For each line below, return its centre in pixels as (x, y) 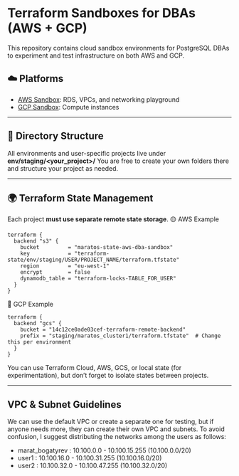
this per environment (39, 342)
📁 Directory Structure (56, 136)
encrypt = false (55, 273)
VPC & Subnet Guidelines (65, 404)
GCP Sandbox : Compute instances (68, 107)
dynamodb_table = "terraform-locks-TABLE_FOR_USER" (98, 279)
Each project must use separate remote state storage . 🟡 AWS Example (113, 219)
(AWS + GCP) (47, 28)
